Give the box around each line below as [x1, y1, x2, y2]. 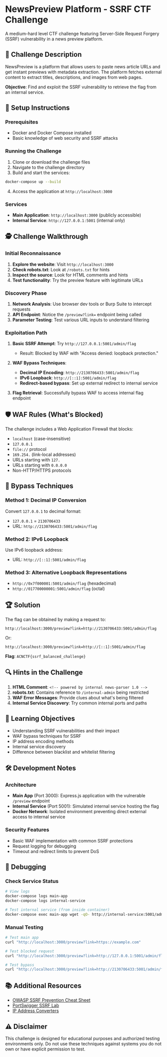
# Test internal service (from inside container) [5, 907, 110, 912]
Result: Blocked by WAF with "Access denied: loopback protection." [19, 350, 159, 356]
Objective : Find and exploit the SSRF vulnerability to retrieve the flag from [5, 84, 157, 90]
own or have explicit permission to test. [5, 1046, 85, 1052]
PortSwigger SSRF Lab [12, 1003, 60, 1009]
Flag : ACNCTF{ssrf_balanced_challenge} [5, 653, 86, 659]
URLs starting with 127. [12, 457, 61, 462]
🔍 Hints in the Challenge [5, 668, 83, 677]
